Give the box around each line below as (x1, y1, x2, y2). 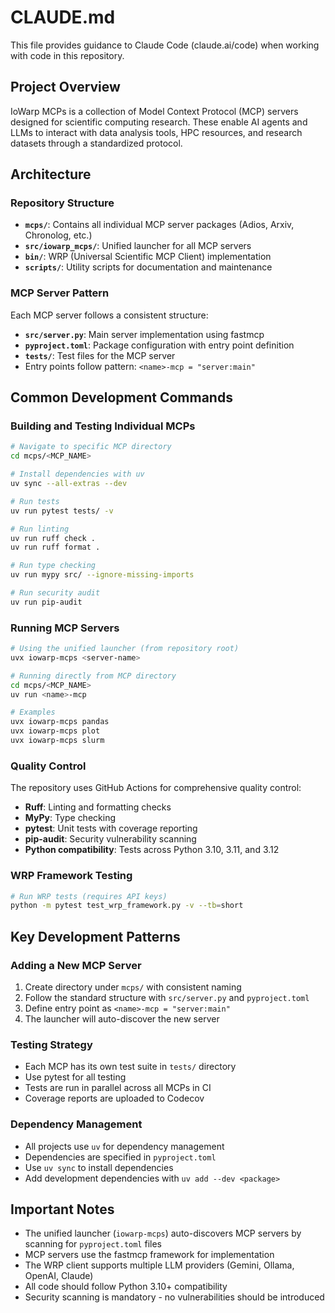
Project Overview (10, 79, 121, 96)
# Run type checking (10, 561, 97, 571)
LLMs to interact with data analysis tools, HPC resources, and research (10, 126, 303, 138)
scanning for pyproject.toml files (24, 1238, 162, 1250)
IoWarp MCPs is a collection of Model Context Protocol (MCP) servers (10, 105, 299, 117)
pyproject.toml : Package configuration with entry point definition (24, 339, 295, 351)
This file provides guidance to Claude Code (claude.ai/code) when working (10, 39, 320, 51)
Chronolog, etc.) (24, 229, 93, 241)
